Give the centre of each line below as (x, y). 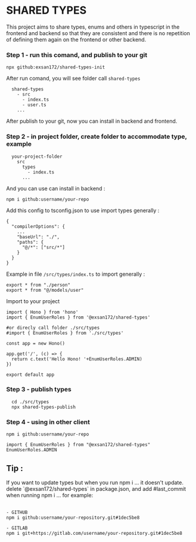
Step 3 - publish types (39, 390)
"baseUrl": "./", (38, 237)
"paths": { (30, 242)
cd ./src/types (30, 402)
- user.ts (34, 105)
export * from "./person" (38, 285)
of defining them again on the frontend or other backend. (76, 39)
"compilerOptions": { (38, 226)
